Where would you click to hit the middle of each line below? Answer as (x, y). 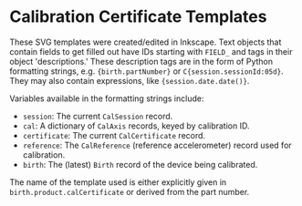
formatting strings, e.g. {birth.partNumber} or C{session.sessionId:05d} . (147, 71)
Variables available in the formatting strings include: (107, 98)
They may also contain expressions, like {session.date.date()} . (130, 80)
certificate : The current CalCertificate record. (114, 135)
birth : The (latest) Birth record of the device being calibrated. (140, 164)
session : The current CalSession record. (98, 116)
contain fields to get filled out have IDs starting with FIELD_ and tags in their (151, 51)
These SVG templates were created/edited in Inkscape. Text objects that (146, 42)
